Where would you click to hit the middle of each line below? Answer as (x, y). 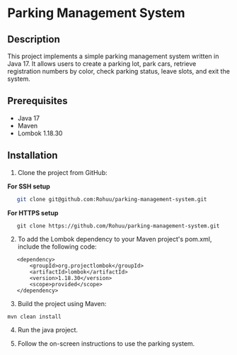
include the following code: (57, 247)
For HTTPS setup (33, 213)
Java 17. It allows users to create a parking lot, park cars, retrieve (102, 64)
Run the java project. (48, 329)
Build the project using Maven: (62, 303)
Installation (33, 156)
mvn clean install (34, 317)
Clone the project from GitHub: (62, 172)
